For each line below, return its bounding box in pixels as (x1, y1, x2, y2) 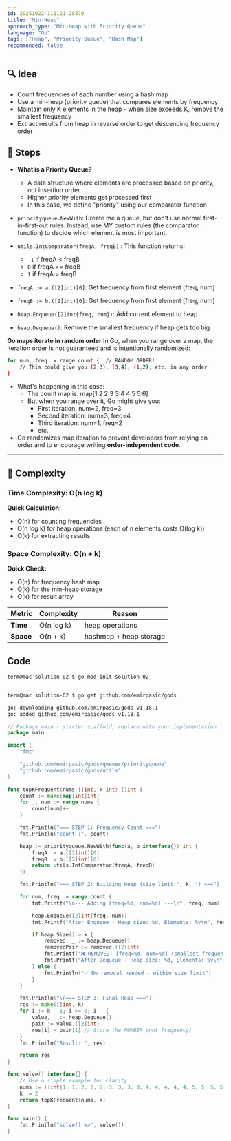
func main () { (7, 1116, 48, 1122)
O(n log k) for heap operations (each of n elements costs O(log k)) (16, 524, 205, 533)
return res (19, 1052, 51, 1059)
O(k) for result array (16, 593, 74, 601)
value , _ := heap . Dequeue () (32, 1014, 112, 1021)
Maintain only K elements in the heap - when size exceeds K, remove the (16, 105, 224, 113)
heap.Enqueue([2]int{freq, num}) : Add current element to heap (16, 309, 198, 318)
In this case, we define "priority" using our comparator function (27, 201, 208, 209)
